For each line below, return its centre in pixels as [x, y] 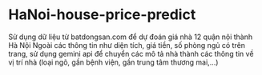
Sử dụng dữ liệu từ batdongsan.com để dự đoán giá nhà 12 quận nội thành [131, 37]
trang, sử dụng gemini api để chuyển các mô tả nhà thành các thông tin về [131, 53]
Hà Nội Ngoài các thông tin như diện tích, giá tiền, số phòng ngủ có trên [127, 45]
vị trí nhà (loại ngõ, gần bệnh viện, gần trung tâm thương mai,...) [113, 62]
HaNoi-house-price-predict [102, 15]
